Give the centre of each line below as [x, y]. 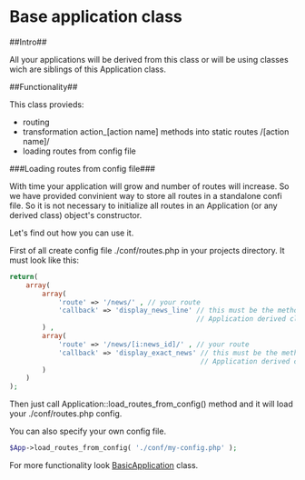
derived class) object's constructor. [76, 215]
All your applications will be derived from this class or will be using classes [149, 59]
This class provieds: [47, 104]
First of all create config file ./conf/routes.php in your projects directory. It [147, 250]
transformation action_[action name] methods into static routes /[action [156, 131]
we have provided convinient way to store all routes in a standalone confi [146, 195]
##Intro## [28, 42]
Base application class [96, 17]
